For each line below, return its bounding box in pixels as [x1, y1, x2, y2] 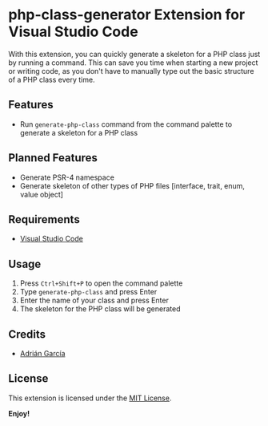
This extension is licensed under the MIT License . [8, 393, 172, 403]
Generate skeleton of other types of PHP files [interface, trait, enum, [19, 181, 246, 190]
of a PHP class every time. [8, 75, 95, 84]
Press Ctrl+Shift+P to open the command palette [19, 278, 183, 288]
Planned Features [8, 151, 98, 165]
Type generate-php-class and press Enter [19, 287, 158, 297]
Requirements [8, 213, 80, 226]
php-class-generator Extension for [8, 6, 246, 24]
